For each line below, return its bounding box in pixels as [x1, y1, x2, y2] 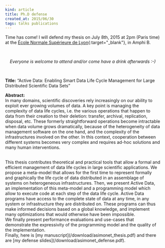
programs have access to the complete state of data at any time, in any [5, 196, 149, 202]
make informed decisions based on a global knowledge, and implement [5, 206, 150, 212]
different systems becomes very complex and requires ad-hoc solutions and [5, 139, 160, 145]
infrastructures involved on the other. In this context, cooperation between [5, 134, 156, 140]
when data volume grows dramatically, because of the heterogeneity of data [5, 124, 160, 130]
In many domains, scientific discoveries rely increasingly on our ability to [5, 98, 153, 104]
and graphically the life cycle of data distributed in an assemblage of [5, 175, 144, 181]
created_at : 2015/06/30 [5, 16, 54, 21]
